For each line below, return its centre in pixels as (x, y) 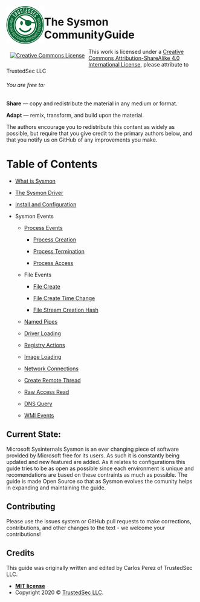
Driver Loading (43, 333)
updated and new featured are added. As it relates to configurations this (96, 462)
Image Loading (43, 357)
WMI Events (39, 416)
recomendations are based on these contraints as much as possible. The (97, 474)
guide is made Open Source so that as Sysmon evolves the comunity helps (99, 481)
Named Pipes (41, 322)
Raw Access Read (47, 392)
